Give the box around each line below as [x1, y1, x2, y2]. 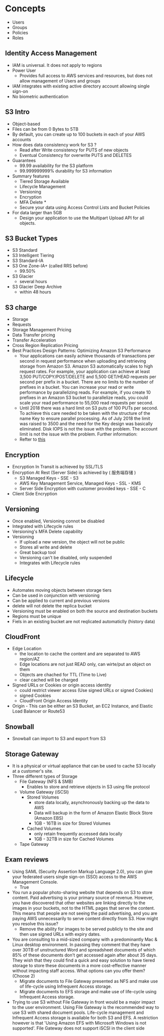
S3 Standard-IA [12, 258, 44, 263]
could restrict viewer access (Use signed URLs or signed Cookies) [19, 688, 153, 693]
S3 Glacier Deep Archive [12, 284, 62, 290]
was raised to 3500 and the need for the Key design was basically [19, 421, 153, 427]
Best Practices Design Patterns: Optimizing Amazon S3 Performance [12, 347, 151, 354]
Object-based [12, 121, 41, 127]
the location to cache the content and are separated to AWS [19, 651, 141, 657]
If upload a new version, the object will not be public [19, 539, 125, 545]
